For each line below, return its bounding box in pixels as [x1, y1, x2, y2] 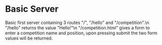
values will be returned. [5, 35, 53, 41]
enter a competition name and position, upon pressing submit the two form [5, 30, 158, 36]
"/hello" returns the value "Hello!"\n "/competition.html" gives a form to [5, 24, 150, 30]
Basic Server [5, 3, 59, 15]
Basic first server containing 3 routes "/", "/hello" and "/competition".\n [5, 20, 150, 25]
